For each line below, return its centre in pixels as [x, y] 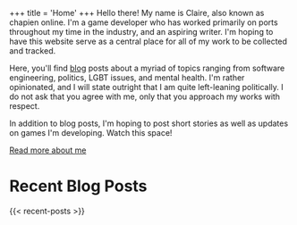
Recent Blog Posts [78, 186]
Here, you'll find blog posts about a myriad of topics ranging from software [147, 68]
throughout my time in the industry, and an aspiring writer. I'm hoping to [141, 32]
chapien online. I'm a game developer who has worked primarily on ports [144, 22]
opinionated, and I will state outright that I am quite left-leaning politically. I [146, 87]
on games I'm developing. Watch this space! [91, 133]
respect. [25, 106]
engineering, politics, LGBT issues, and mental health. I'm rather [127, 78]
